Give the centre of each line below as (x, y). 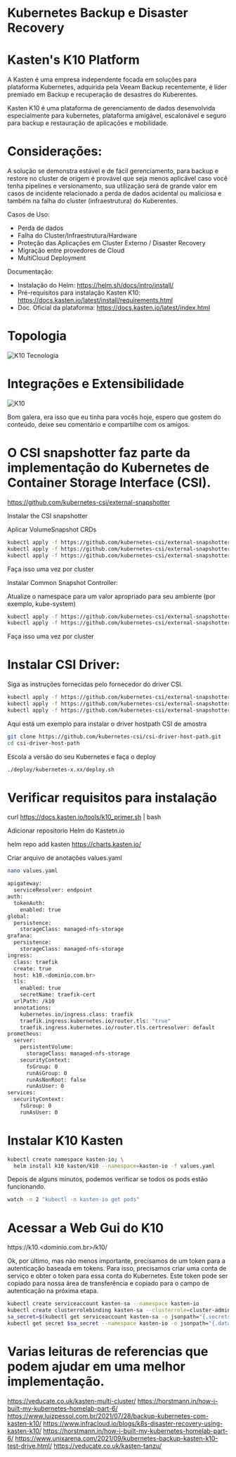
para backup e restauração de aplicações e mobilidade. (88, 123)
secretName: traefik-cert (58, 995)
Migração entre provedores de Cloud (71, 250)
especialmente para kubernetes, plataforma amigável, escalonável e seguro (117, 116)
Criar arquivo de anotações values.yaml (65, 858)
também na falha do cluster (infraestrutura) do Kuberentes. (92, 201)
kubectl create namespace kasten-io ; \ (66, 1159)
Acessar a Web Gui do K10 (85, 1228)
